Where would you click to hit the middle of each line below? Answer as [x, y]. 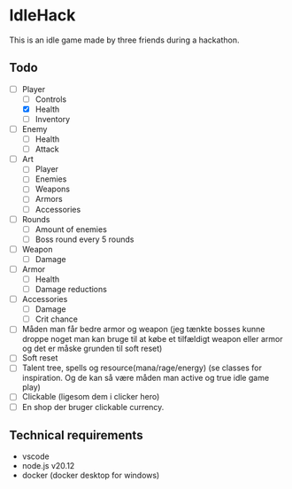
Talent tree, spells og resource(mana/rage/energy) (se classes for [142, 368]
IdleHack [42, 16]
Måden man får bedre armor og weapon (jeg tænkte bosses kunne [143, 330]
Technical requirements [76, 435]
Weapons [53, 189]
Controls [51, 99]
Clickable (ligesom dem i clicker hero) [91, 397]
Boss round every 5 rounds [85, 239]
